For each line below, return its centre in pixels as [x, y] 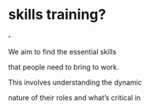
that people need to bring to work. [64, 67]
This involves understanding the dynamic [75, 82]
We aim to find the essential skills [62, 51]
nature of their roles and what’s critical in [75, 97]
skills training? [57, 15]
